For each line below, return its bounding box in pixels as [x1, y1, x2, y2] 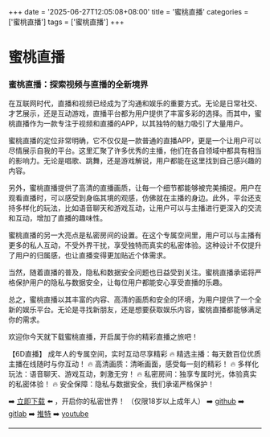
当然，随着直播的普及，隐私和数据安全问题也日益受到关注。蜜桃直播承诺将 [8, 268, 255, 278]
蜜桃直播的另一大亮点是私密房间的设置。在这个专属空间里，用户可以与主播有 [8, 230, 262, 240]
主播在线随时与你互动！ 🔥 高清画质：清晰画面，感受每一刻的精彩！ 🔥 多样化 [8, 359, 260, 369]
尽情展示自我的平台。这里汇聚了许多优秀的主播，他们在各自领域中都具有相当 [8, 146, 262, 155]
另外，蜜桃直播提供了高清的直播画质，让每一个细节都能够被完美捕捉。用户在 [8, 183, 262, 193]
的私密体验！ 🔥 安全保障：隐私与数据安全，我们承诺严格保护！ [8, 379, 215, 389]
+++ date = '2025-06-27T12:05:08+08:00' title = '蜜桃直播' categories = [8, 7, 249, 16]
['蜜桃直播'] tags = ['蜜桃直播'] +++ [8, 17, 125, 27]
